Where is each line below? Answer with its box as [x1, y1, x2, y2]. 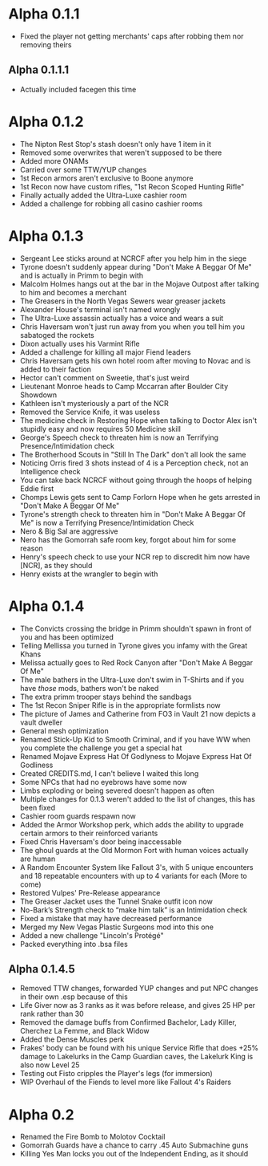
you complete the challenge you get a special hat [19, 743, 182, 753]
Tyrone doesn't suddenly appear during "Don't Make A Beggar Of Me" [19, 262, 252, 271]
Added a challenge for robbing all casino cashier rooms [19, 198, 203, 209]
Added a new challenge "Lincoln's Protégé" [19, 930, 164, 940]
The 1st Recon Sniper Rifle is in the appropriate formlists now [19, 700, 222, 710]
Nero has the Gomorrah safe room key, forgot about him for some [19, 534, 237, 544]
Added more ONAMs [19, 156, 90, 165]
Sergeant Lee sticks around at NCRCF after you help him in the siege [19, 254, 247, 263]
